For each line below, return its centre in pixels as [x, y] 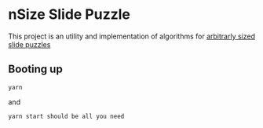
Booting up [35, 69]
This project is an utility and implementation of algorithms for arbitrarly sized [131, 36]
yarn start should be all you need [66, 116]
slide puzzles [29, 44]
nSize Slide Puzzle [69, 15]
